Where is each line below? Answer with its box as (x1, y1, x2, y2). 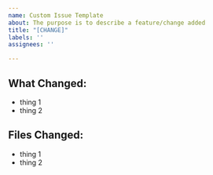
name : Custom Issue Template (8, 11, 104, 20)
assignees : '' (8, 41, 55, 49)
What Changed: (8, 76, 87, 90)
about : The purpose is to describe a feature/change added (8, 19, 206, 27)
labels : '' (8, 33, 44, 42)
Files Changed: (8, 129, 84, 142)
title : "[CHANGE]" (8, 26, 68, 34)
